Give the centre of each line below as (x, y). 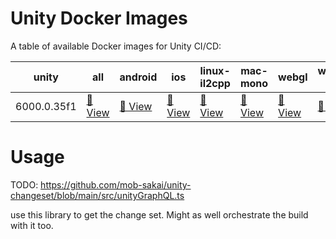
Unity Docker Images (99, 18)
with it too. (32, 225)
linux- (215, 70)
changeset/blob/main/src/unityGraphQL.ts (97, 195)
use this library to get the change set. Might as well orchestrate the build (159, 214)
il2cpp (215, 83)
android (138, 77)
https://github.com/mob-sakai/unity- (116, 184)
